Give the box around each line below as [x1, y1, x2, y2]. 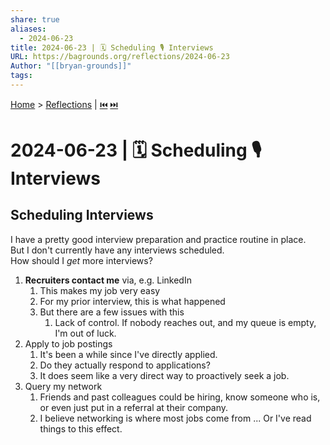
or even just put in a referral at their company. [39, 401, 229, 413]
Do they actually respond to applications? [39, 359, 211, 371]
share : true [10, 14, 60, 25]
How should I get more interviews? [10, 254, 153, 266]
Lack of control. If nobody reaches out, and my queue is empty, [54, 316, 317, 328]
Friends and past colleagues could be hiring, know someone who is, [39, 391, 321, 403]
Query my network [24, 380, 103, 392]
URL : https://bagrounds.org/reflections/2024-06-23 [10, 52, 230, 62]
